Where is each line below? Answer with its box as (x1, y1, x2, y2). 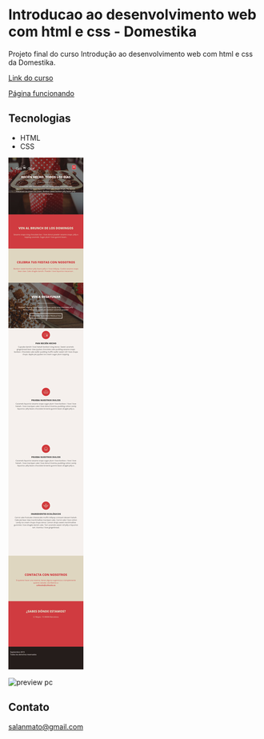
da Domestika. (8, 58, 56, 67)
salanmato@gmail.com (8, 721, 84, 731)
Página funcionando (8, 88, 74, 98)
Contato (8, 701, 50, 714)
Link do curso (8, 73, 54, 82)
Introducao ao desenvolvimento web (8, 6, 257, 24)
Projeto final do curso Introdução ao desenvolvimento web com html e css (8, 49, 254, 58)
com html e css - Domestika (8, 22, 198, 41)
